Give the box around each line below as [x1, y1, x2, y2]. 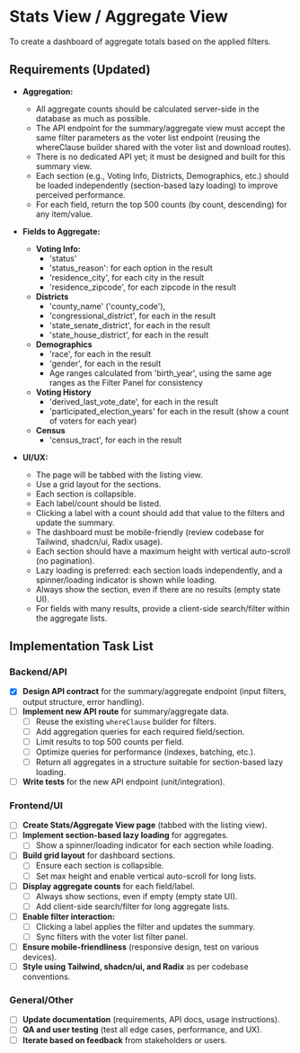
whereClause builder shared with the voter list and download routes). [35, 141, 292, 152]
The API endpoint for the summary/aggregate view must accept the [35, 122, 286, 133]
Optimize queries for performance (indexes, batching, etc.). [35, 746, 256, 757]
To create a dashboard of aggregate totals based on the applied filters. [9, 36, 271, 47]
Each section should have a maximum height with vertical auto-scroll [35, 546, 291, 557]
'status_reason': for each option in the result [49, 263, 213, 273]
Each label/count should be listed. [35, 497, 162, 509]
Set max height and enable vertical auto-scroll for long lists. [35, 870, 257, 881]
